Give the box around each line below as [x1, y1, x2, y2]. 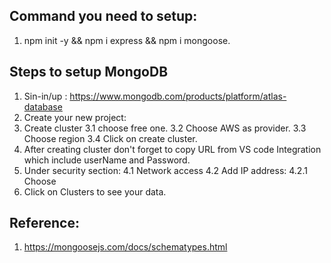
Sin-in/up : [23, 90, 68, 102]
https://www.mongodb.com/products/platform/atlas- [69, 90, 287, 102]
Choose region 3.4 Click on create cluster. [23, 132, 198, 144]
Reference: [9, 215, 80, 232]
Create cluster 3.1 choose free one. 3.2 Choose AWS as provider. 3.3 [23, 122, 307, 134]
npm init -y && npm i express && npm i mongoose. [23, 34, 231, 46]
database [23, 100, 63, 113]
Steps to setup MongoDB [9, 64, 169, 81]
